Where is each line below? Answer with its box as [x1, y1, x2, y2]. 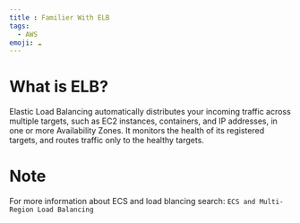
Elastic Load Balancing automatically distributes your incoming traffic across [9, 107, 291, 117]
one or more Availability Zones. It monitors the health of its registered [9, 125, 265, 136]
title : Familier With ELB [9, 13, 110, 22]
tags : [9, 21, 30, 30]
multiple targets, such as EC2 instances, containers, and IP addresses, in [9, 116, 278, 126]
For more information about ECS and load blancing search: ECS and [9, 196, 256, 207]
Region [9, 205, 34, 215]
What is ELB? [9, 77, 109, 97]
